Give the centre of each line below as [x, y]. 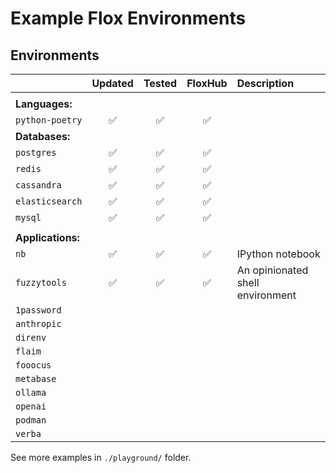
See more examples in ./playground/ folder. [101, 457]
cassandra [38, 185]
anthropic [38, 323]
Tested [160, 83]
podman [31, 420]
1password [38, 310]
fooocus [33, 365]
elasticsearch [49, 201]
